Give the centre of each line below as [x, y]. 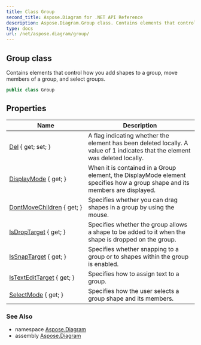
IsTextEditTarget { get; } [42, 277]
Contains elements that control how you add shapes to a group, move [92, 72]
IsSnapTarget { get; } [38, 257]
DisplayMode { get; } [38, 179]
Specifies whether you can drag [133, 200]
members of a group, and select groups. [56, 79]
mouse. [98, 215]
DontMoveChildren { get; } [46, 207]
